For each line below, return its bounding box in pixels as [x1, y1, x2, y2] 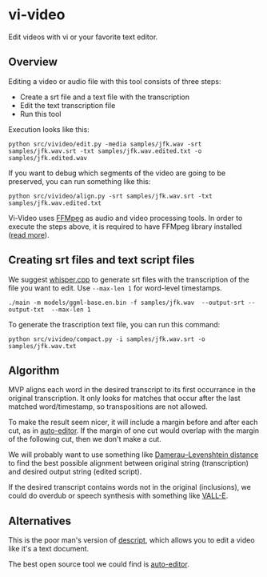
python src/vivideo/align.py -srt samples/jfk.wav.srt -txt [8, 192, 213, 200]
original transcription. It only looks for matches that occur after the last [8, 394, 241, 403]
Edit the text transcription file [19, 100, 116, 110]
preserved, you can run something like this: [8, 176, 151, 186]
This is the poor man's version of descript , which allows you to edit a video [8, 535, 255, 545]
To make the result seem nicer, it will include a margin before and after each [8, 418, 258, 427]
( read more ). [8, 230, 50, 239]
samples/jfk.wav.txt [8, 342, 78, 350]
